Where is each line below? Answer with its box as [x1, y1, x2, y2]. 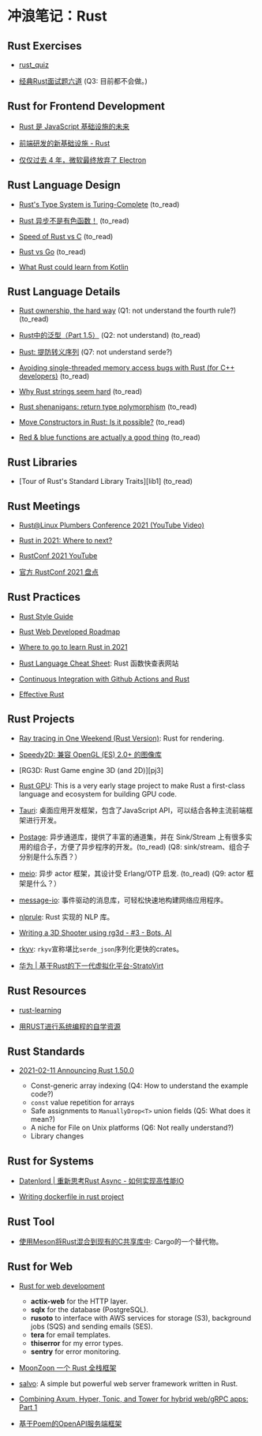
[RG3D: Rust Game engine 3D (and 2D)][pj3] [18, 765, 163, 774]
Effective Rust [18, 689, 65, 699]
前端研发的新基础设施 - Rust [18, 138, 110, 148]
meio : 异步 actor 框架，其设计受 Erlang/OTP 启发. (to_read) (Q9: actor [18, 868, 245, 878]
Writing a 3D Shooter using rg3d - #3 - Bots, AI [18, 928, 172, 937]
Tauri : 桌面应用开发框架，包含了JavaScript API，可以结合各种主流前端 [18, 805, 246, 815]
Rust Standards [7, 1044, 85, 1058]
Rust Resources [7, 984, 87, 998]
